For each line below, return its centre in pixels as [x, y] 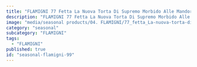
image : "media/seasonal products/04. [52, 22]
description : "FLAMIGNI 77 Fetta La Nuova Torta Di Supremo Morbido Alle [98, 17]
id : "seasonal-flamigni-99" [40, 55]
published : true [26, 50]
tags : [13, 38]
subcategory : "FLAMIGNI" [36, 33]
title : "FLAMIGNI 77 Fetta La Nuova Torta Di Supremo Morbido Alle [90, 11]
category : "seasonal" [33, 28]
